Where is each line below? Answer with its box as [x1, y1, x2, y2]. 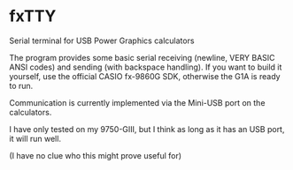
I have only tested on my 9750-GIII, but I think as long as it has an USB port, [9, 123, 285, 134]
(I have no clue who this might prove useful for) [9, 150, 182, 160]
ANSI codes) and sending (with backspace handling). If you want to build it [9, 62, 282, 72]
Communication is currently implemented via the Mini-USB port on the [9, 97, 266, 107]
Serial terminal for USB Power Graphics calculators [9, 35, 195, 46]
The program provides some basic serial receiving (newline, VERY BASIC [9, 52, 276, 63]
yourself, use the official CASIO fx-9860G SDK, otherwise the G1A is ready [9, 70, 281, 81]
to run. [9, 80, 34, 91]
